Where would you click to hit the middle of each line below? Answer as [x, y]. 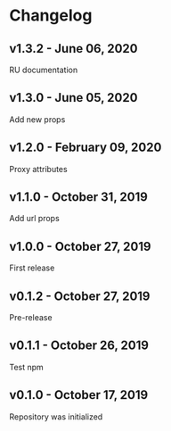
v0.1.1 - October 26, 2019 [79, 346]
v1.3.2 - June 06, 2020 [73, 49]
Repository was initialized [56, 417]
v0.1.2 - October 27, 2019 [80, 296]
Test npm [27, 367]
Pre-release [31, 318]
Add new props [37, 119]
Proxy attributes [39, 169]
